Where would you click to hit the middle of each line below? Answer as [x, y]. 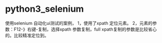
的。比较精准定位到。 [27, 35]
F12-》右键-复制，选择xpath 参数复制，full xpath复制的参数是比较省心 [85, 29]
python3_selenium [44, 9]
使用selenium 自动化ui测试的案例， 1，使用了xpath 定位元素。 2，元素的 [79, 23]
